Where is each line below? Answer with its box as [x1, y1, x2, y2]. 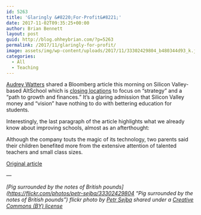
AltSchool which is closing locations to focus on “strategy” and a [23, 87, 182, 95]
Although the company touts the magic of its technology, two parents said [6, 136, 188, 143]
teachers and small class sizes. [6, 149, 83, 156]
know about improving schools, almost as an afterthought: [6, 124, 150, 132]
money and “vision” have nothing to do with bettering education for [6, 100, 172, 107]
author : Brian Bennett [6, 25, 63, 32]
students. [6, 106, 30, 114]
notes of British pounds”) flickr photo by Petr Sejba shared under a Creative [6, 196, 194, 204]
